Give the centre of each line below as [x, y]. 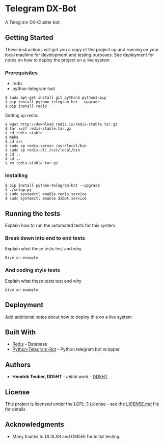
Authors [18, 365]
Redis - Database [30, 344]
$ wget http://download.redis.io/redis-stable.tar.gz [61, 124]
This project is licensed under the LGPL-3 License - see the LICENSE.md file [82, 404]
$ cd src [14, 142]
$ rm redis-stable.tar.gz [31, 163]
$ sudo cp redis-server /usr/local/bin [46, 146]
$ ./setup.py [18, 190]
